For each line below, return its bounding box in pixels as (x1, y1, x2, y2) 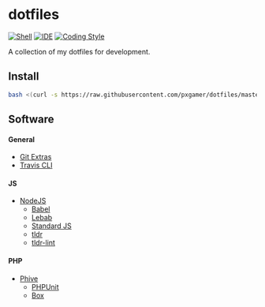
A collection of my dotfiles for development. (8, 47, 151, 56)
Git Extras (19, 152, 52, 162)
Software (8, 113, 54, 126)
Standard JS (31, 221, 73, 230)
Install (8, 69, 39, 84)
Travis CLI (19, 160, 53, 170)
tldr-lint (31, 238, 55, 248)
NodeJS (19, 196, 47, 206)
